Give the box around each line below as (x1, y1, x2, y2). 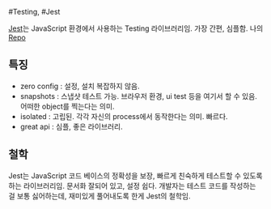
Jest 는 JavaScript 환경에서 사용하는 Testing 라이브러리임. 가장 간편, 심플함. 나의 (8, 23, 264, 33)
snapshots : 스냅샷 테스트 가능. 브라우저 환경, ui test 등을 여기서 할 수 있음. (19, 91, 257, 100)
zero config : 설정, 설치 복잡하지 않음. (19, 81, 140, 91)
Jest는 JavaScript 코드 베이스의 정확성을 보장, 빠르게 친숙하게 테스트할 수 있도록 (8, 170, 263, 181)
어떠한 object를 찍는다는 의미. (19, 101, 115, 111)
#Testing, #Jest (8, 7, 61, 16)
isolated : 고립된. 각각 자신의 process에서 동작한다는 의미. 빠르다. (19, 111, 228, 121)
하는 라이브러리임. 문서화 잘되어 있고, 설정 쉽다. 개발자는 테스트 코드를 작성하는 (8, 181, 256, 190)
